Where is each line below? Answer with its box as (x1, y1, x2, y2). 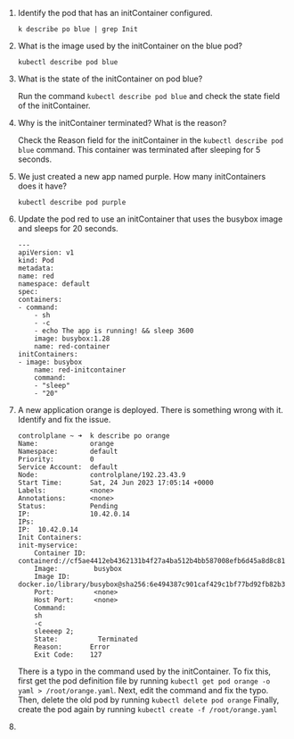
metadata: (17, 264, 55, 273)
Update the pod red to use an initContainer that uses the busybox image (17, 214, 283, 224)
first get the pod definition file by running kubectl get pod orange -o (17, 676, 271, 686)
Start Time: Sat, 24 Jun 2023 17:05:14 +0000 (17, 478, 214, 487)
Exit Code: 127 (34, 651, 102, 659)
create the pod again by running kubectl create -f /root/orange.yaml (17, 704, 278, 714)
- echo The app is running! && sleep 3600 (34, 326, 194, 335)
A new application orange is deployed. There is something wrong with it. (17, 405, 283, 415)
